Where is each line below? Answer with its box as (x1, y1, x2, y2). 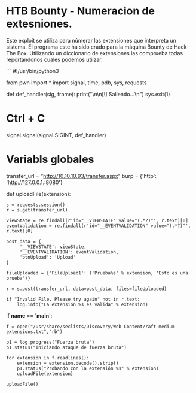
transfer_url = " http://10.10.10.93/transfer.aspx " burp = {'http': (6, 172, 157, 179)
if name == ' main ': (6, 312, 53, 319)
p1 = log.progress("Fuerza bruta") (6, 339, 95, 345)
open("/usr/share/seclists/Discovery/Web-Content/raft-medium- (17, 324, 178, 329)
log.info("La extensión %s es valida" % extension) (17, 301, 148, 307)
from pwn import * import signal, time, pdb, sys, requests (6, 79, 147, 86)
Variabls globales (6, 153, 94, 166)
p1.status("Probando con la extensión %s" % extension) (17, 365, 160, 371)
